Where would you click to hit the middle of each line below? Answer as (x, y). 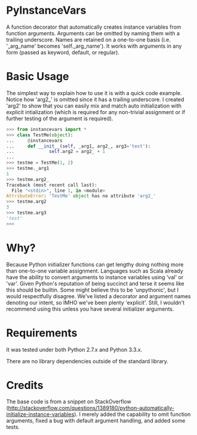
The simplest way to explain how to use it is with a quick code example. (94, 93)
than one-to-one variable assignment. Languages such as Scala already (95, 271)
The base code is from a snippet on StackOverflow (69, 402)
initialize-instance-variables (40, 414)
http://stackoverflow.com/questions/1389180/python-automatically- (91, 408)
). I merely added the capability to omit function (133, 414)
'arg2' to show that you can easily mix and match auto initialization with (94, 106)
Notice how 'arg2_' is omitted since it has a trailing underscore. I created (95, 99)
